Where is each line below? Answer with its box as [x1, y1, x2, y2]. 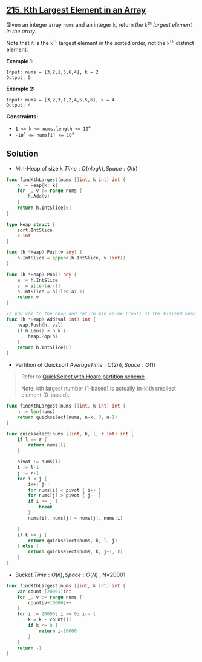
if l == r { [17, 437, 47, 443]
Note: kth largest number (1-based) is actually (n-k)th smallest [21, 385, 177, 392]
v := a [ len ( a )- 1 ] [17, 282, 61, 289]
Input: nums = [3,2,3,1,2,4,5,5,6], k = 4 [6, 97, 115, 103]
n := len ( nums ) [17, 409, 56, 415]
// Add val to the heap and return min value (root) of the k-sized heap [6, 311, 197, 317]
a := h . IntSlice [17, 277, 59, 283]
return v [17, 294, 39, 300]
